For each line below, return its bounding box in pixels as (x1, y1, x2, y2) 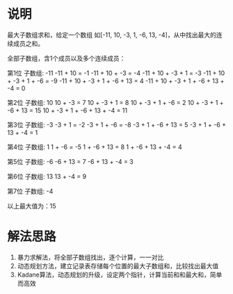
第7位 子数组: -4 (7, 187, 54, 195)
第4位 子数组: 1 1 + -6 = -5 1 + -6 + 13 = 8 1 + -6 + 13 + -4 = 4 (7, 142, 182, 151)
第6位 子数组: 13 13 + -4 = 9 (7, 172, 87, 181)
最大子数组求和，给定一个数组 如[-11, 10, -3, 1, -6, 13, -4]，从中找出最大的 (7, 31, 217, 39)
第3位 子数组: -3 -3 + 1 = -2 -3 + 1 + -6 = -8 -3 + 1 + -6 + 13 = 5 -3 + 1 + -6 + (7, 120, 227, 129)
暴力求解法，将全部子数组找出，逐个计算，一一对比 (17, 253, 164, 261)
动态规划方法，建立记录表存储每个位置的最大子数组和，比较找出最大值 (17, 261, 219, 270)
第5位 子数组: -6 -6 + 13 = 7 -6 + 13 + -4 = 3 (7, 157, 134, 165)
